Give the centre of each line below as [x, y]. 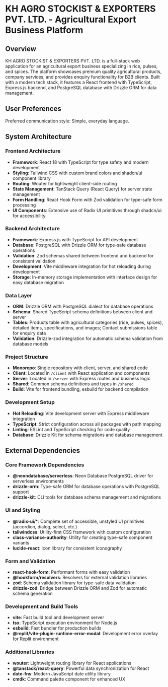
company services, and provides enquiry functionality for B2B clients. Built [82, 77]
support [21, 492]
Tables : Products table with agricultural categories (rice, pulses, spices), [88, 322]
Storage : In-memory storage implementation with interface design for [85, 277]
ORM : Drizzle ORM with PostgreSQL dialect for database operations [83, 306]
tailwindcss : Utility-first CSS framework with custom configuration [81, 532]
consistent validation [34, 261]
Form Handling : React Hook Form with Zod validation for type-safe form [87, 199]
